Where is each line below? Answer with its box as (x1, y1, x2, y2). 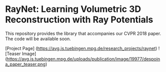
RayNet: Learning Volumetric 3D (5, 3, 142, 15)
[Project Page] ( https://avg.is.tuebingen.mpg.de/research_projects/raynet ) (5, 45, 158, 51)
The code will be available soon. (5, 36, 71, 42)
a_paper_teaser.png (5, 61, 46, 67)
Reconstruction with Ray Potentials (5, 14, 153, 25)
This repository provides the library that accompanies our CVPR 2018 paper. (5, 30, 162, 36)
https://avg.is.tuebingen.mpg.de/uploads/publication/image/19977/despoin (6, 56, 161, 62)
